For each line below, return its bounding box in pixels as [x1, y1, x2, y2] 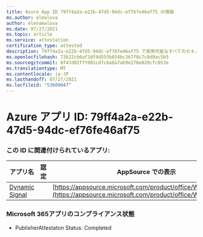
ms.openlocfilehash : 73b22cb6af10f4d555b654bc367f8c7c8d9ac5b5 [6, 54, 169, 60]
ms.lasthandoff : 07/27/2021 [6, 76, 77, 82]
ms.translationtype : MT [6, 65, 66, 72]
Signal [9, 190, 27, 199]
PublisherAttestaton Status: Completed [14, 224, 112, 231]
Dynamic [9, 183, 35, 192]
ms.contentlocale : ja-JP [6, 71, 69, 77]
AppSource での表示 [117, 168, 176, 176]
